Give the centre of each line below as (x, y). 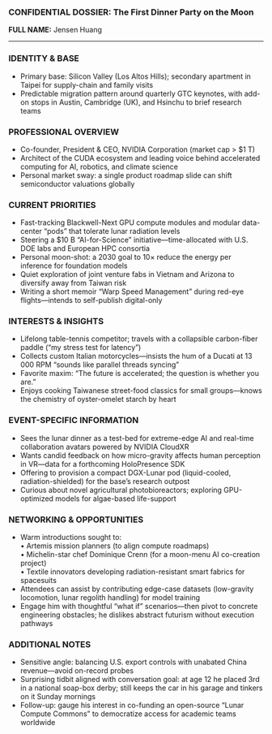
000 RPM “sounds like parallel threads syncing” (100, 365)
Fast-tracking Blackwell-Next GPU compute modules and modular (130, 222)
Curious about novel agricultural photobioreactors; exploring (121, 490)
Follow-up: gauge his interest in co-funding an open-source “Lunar (132, 706)
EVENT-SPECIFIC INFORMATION (74, 421)
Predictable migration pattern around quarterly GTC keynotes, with (131, 93)
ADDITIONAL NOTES (50, 644)
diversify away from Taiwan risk (73, 283)
